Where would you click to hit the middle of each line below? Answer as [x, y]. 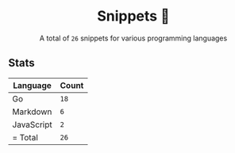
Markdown [32, 112]
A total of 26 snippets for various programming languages [133, 38]
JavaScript [33, 124]
